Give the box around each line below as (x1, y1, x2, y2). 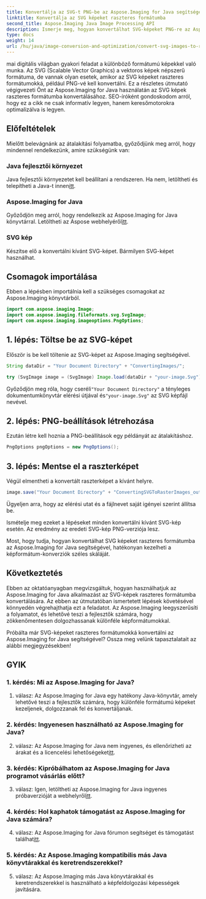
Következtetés (6, 568, 63, 578)
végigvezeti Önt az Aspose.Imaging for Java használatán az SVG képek (6, 86, 187, 93)
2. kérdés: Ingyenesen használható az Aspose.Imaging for (6, 720, 184, 729)
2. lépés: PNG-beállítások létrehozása (6, 416, 154, 426)
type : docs (6, 32, 34, 38)
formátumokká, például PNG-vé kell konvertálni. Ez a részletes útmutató (6, 79, 188, 87)
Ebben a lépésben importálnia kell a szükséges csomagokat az (6, 288, 166, 295)
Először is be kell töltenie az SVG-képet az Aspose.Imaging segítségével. (6, 351, 191, 358)
